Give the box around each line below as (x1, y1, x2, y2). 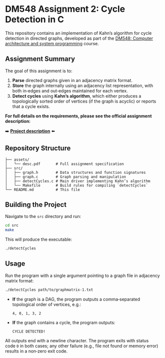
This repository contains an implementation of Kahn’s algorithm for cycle (5, 30, 152, 36)
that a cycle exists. (12, 103, 50, 109)
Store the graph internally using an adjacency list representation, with (12, 83, 154, 88)
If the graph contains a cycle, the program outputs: (12, 319, 115, 325)
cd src (5, 223, 19, 228)
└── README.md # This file (5, 187, 80, 192)
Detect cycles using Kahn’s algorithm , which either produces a (12, 93, 141, 99)
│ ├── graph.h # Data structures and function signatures (5, 170, 146, 175)
